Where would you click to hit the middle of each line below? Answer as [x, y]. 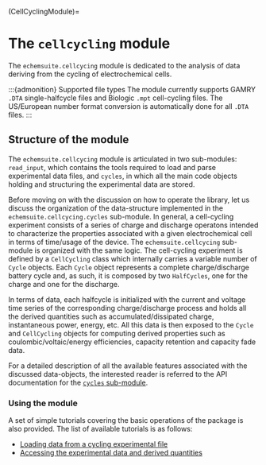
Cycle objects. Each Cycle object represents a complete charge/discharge [129, 267]
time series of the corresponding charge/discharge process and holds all [127, 308]
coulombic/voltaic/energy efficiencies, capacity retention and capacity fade [132, 342]
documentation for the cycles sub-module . [78, 382]
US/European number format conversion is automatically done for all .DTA [128, 106]
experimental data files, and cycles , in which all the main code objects [123, 176]
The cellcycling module [89, 44]
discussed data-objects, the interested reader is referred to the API [118, 374]
